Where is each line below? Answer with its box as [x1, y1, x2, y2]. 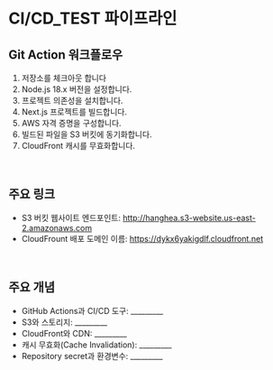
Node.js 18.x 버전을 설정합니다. [21, 84, 132, 95]
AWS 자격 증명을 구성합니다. [21, 118, 123, 128]
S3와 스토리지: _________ [21, 317, 108, 328]
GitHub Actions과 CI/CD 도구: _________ [21, 305, 164, 316]
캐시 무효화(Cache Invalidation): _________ [21, 339, 172, 350]
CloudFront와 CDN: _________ [21, 328, 127, 338]
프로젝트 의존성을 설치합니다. [21, 96, 123, 106]
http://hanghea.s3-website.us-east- [122, 212, 256, 223]
